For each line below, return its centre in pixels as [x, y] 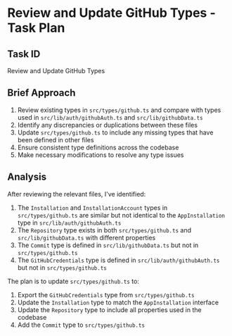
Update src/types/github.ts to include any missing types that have [115, 132]
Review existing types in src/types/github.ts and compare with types [119, 110]
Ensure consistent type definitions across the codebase [98, 147]
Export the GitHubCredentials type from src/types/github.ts [106, 294]
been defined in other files [56, 139]
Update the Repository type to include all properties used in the [109, 310]
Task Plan [36, 28]
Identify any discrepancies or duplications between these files [108, 125]
